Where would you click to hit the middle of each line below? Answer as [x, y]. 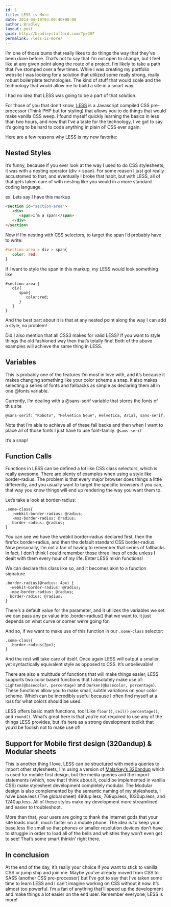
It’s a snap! [17, 440]
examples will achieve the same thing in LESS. [54, 346]
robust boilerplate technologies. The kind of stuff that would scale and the [83, 80]
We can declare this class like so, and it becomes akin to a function [76, 568]
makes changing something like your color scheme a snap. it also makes [81, 380]
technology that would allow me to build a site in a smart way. [70, 85]
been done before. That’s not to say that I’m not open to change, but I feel [83, 58]
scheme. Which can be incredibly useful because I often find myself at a [81, 696]
